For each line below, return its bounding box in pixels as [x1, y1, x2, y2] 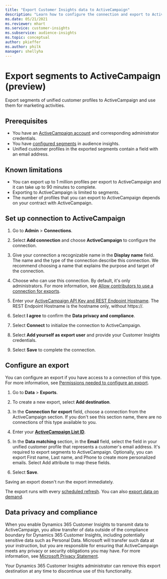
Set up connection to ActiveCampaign [5, 214, 126, 223]
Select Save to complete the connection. [12, 346, 96, 353]
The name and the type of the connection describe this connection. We [12, 257, 159, 263]
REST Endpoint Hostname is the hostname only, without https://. [12, 303, 144, 309]
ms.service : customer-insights [5, 26, 70, 31]
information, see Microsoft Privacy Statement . [5, 553, 99, 559]
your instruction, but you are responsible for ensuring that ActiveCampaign [5, 542, 159, 548]
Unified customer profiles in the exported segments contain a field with [12, 146, 158, 152]
